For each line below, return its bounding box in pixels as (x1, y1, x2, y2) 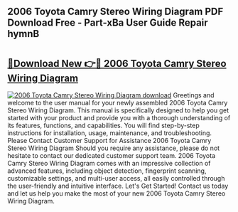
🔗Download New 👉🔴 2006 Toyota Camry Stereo (7, 57, 227, 70)
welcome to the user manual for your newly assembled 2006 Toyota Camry (7, 99, 228, 107)
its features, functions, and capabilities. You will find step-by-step (7, 121, 200, 129)
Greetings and (173, 91, 215, 99)
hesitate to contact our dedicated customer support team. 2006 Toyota (7, 152, 216, 159)
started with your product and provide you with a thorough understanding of (7, 114, 231, 122)
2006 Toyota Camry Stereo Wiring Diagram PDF (7, 6, 224, 18)
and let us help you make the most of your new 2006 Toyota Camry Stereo (7, 189, 226, 198)
